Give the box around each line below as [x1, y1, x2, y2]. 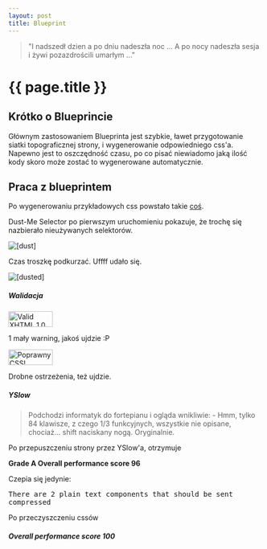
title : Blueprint [8, 19, 67, 27]
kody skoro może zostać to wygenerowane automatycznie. [8, 157, 203, 166]
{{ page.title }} [8, 78, 108, 96]
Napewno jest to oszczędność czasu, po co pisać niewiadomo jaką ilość [8, 148, 248, 158]
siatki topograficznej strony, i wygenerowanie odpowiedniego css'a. [8, 140, 234, 150]
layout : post [8, 11, 52, 20]
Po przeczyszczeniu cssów [8, 513, 99, 522]
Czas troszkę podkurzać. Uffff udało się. [8, 256, 142, 266]
